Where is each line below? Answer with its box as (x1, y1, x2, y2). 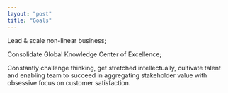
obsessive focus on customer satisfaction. (7, 78, 131, 87)
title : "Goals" (7, 17, 52, 24)
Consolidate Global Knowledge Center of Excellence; (7, 50, 162, 58)
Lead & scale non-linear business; (7, 36, 107, 44)
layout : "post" (7, 10, 52, 18)
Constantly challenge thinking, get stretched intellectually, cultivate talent (7, 63, 222, 72)
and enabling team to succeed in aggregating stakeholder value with (7, 71, 207, 80)
